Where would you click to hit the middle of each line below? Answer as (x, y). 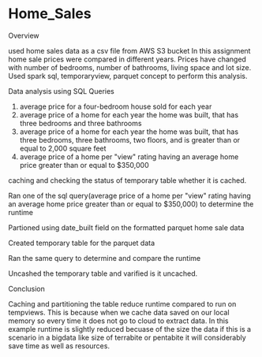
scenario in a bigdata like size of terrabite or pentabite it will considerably (127, 337)
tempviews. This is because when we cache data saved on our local (119, 312)
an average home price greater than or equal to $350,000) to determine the (131, 204)
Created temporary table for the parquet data (82, 243)
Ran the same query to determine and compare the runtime (105, 258)
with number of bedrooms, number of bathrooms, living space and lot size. (130, 67)
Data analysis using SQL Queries (61, 91)
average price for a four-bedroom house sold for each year (116, 106)
